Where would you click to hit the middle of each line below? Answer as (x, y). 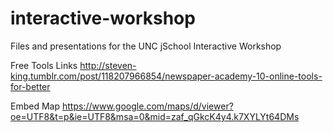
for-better (30, 86)
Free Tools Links (44, 65)
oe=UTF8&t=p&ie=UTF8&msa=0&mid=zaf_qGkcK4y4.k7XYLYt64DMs (155, 116)
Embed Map (35, 106)
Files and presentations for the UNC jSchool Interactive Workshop (146, 46)
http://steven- (108, 65)
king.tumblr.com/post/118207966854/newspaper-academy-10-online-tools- (166, 76)
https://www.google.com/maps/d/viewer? (147, 106)
